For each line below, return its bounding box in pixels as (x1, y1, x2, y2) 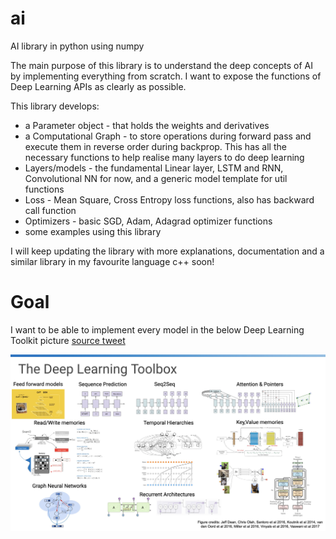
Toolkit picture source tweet (10, 334, 126, 346)
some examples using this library (24, 225, 162, 237)
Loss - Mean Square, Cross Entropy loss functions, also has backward (24, 193, 315, 206)
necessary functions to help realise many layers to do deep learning (24, 151, 305, 163)
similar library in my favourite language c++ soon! (10, 255, 215, 267)
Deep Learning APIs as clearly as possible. (10, 80, 187, 92)
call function (24, 204, 77, 216)
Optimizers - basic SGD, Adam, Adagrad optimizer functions (24, 215, 273, 227)
